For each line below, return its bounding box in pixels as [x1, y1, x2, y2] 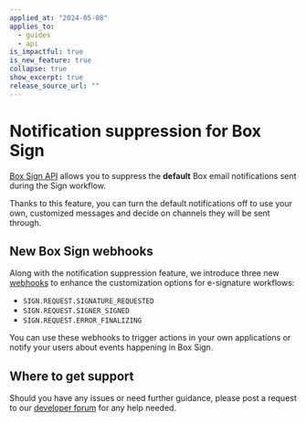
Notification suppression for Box [9, 121, 262, 142]
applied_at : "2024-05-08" [9, 13, 108, 23]
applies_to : [9, 22, 55, 31]
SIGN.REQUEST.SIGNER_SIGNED [22, 307, 130, 316]
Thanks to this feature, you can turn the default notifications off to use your [9, 197, 293, 208]
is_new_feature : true [9, 56, 92, 65]
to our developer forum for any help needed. [9, 403, 176, 414]
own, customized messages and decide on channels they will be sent [9, 207, 271, 218]
